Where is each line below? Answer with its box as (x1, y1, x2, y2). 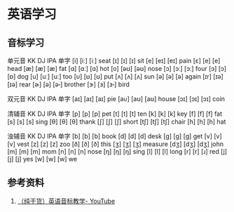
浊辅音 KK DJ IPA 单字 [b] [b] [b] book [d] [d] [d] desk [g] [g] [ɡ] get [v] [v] (7, 132, 222, 140)
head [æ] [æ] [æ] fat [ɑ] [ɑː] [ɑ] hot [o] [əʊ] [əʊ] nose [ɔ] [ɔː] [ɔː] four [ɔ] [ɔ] (7, 65, 226, 72)
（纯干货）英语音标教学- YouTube (17, 197, 116, 205)
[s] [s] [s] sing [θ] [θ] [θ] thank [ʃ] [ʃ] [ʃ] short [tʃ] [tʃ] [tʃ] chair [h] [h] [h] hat (7, 117, 226, 126)
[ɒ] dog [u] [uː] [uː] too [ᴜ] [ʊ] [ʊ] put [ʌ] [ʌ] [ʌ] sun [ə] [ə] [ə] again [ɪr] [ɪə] (7, 72, 224, 81)
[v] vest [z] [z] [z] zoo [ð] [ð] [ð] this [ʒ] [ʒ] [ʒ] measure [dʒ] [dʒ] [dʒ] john (7, 140, 224, 148)
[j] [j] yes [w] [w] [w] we (7, 155, 78, 163)
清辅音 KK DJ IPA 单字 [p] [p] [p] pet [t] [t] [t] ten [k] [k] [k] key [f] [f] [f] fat (7, 110, 223, 118)
